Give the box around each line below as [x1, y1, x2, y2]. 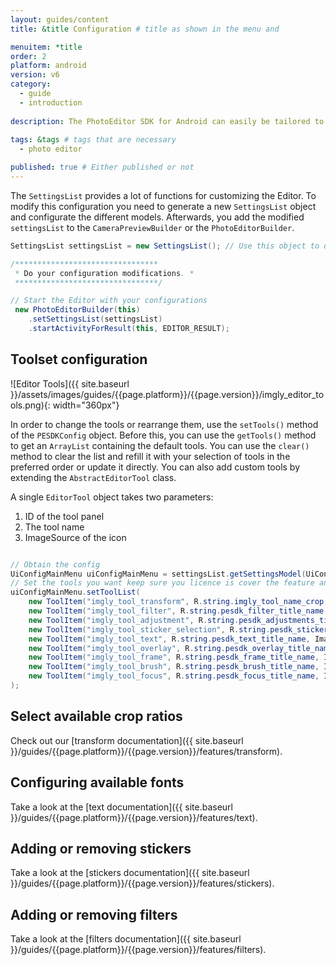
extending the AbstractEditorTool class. [10, 471, 177, 483]
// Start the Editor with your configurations [10, 296, 208, 306]
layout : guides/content [10, 14, 110, 25]
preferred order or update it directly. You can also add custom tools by [10, 461, 301, 473]
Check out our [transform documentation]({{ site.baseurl [10, 734, 244, 746]
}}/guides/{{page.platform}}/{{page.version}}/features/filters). [10, 944, 267, 956]
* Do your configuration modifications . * [14, 268, 195, 278]
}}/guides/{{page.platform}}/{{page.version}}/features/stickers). [10, 877, 275, 890]
